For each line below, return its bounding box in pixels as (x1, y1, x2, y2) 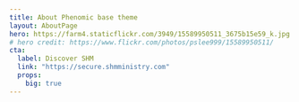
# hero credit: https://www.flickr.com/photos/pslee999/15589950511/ (9, 37, 275, 47)
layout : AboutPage (9, 21, 78, 30)
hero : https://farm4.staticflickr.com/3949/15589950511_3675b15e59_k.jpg (9, 29, 291, 38)
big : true (25, 79, 63, 88)
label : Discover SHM (17, 54, 94, 63)
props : (17, 71, 42, 80)
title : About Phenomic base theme (9, 12, 139, 22)
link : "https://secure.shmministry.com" (17, 63, 170, 72)
